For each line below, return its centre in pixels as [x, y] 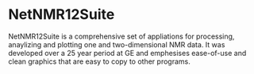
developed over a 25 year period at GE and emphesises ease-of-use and [127, 53]
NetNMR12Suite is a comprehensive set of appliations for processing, [121, 36]
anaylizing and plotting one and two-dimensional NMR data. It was [117, 44]
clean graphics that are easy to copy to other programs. [99, 61]
